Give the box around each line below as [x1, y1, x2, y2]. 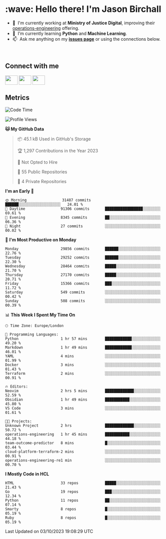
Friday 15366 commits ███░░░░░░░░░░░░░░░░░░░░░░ [5, 281, 161, 286]
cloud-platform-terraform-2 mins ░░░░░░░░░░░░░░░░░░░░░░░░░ [5, 449, 161, 454]
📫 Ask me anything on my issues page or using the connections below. [12, 36, 161, 42]
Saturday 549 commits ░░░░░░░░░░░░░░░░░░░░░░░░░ [5, 289, 161, 295]
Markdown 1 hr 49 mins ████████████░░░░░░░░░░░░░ [5, 345, 161, 350]
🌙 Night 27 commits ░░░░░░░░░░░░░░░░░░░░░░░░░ [5, 223, 161, 229]
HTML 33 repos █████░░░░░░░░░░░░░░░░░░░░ [5, 480, 161, 485]
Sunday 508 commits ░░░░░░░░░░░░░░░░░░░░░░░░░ [5, 298, 161, 303]
